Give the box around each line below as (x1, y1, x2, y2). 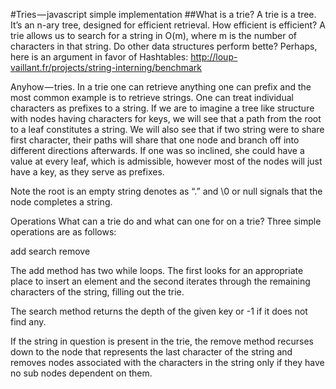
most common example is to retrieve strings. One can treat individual (10, 92, 294, 103)
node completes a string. (10, 196, 113, 208)
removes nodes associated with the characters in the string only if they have (10, 357, 325, 368)
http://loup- (190, 51, 238, 63)
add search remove (10, 245, 91, 257)
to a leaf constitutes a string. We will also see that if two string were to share (10, 124, 325, 135)
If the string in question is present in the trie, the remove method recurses (10, 335, 314, 347)
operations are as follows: (10, 226, 117, 238)
